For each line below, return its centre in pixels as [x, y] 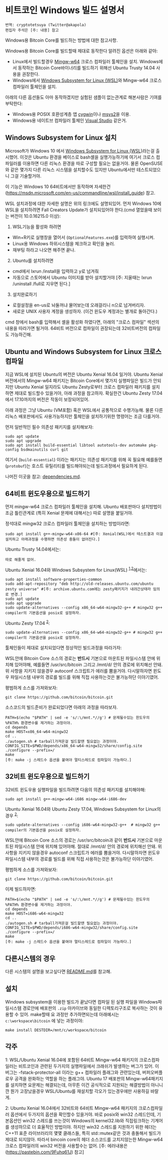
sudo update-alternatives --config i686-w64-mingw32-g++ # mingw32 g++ [83, 825]
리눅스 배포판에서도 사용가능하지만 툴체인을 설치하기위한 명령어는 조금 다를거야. [83, 416]
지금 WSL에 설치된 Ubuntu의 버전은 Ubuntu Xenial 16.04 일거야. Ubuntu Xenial [84, 374]
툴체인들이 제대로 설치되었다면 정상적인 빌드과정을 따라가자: [63, 647]
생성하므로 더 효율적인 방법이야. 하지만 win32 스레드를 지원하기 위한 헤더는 [83, 1127]
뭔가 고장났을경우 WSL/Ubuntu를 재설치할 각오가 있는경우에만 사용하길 [80, 1091]
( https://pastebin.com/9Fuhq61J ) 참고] [45, 1152]
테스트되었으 [148, 170]
